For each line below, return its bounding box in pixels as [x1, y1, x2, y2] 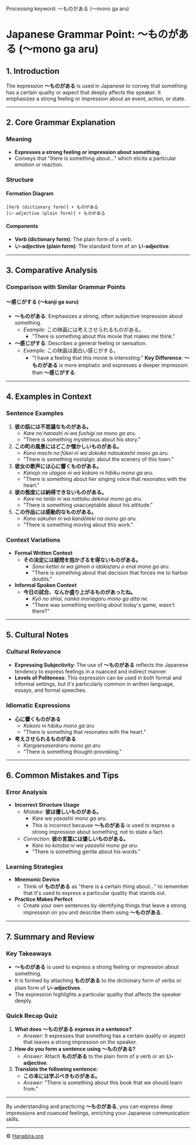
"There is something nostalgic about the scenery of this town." [23, 456, 174, 463]
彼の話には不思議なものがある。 [14, 423, 92, 430]
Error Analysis [6, 788, 48, 796]
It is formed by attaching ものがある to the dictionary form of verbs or [14, 977, 182, 984]
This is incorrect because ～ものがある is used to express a [32, 822, 175, 829]
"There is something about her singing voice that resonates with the [23, 476, 187, 483]
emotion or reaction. [14, 160, 64, 168]
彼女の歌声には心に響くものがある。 [14, 463, 102, 470]
